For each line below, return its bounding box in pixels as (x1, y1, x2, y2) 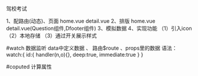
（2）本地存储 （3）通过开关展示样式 (6, 32, 98, 39)
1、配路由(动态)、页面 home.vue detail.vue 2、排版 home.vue (6, 18, 155, 25)
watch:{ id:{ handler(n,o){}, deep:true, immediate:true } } (6, 51, 144, 58)
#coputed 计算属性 (6, 63, 52, 70)
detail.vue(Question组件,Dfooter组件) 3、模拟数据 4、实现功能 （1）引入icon (6, 25, 192, 32)
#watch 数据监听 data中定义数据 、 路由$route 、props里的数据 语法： (6, 44, 177, 51)
